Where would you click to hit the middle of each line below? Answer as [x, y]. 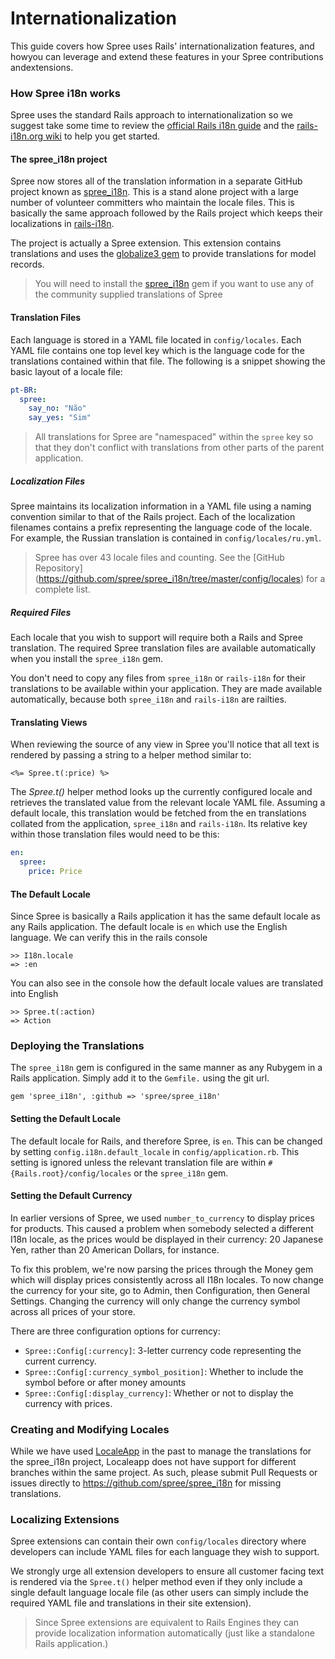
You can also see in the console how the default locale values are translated [166, 983]
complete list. [62, 589]
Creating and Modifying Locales [90, 1429]
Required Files [41, 612]
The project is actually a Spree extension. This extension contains [146, 243]
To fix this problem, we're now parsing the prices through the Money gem [162, 1269]
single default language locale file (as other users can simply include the [159, 1593]
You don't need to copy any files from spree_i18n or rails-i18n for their [158, 678]
